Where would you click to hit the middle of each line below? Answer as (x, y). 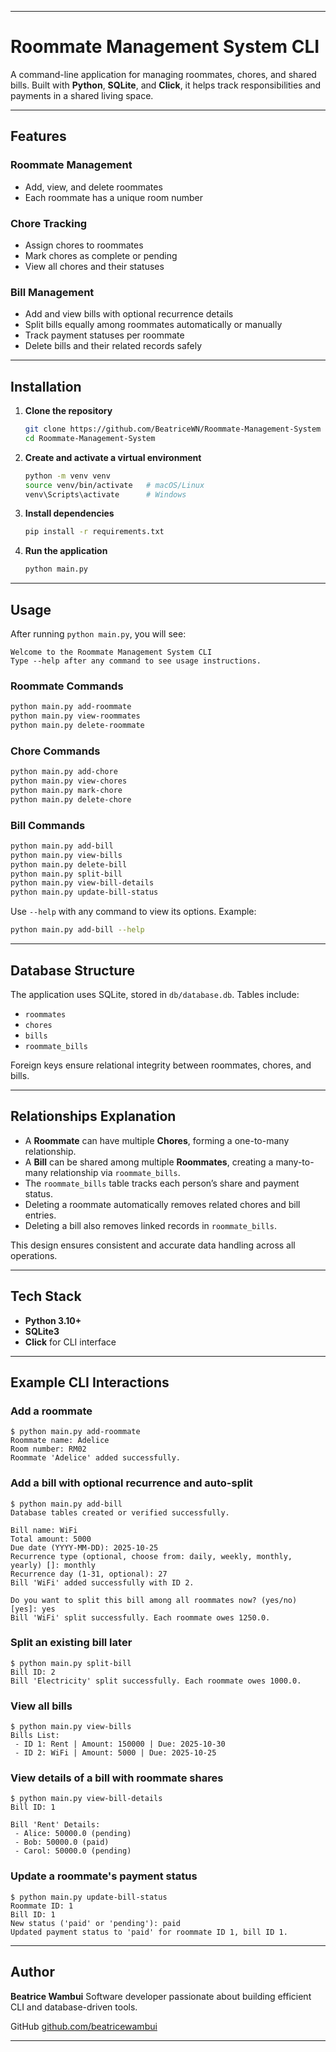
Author (32, 1972)
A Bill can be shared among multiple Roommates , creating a (149, 1162)
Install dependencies (69, 513)
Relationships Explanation (93, 1116)
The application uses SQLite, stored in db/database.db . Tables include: (155, 994)
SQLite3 (42, 1331)
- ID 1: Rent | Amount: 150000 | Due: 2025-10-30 (120, 1744)
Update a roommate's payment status (104, 1876)
